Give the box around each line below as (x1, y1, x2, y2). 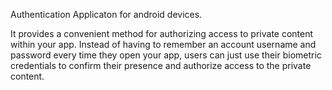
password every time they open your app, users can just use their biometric (10, 49, 322, 61)
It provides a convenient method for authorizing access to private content (10, 28, 314, 39)
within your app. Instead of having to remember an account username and (10, 39, 317, 50)
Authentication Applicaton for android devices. (10, 9, 203, 20)
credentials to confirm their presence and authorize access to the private (10, 60, 312, 71)
